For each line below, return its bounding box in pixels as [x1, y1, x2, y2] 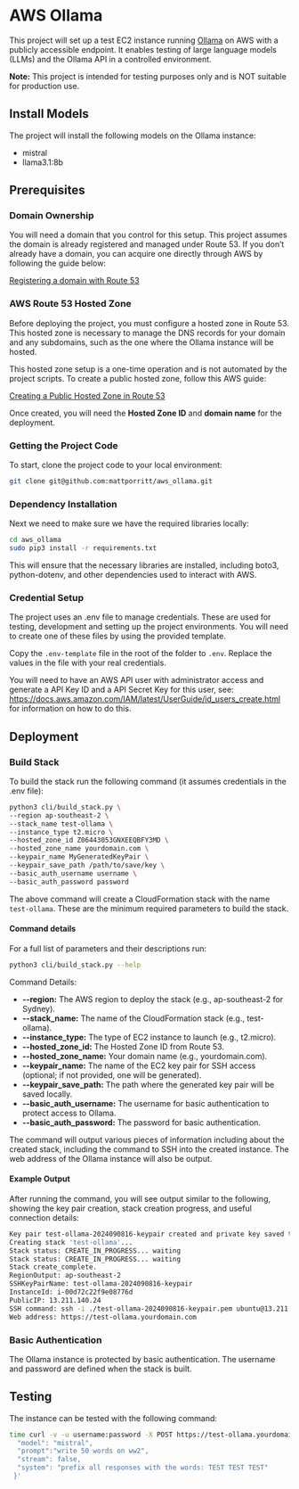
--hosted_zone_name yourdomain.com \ [9, 844, 149, 853]
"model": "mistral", [17, 1438, 93, 1447]
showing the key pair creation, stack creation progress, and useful [9, 1203, 252, 1213]
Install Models [9, 106, 89, 121]
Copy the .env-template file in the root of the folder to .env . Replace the [9, 648, 272, 659]
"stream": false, [17, 1455, 82, 1464]
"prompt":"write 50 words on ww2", [17, 1446, 149, 1456]
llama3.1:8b [21, 157, 64, 168]
